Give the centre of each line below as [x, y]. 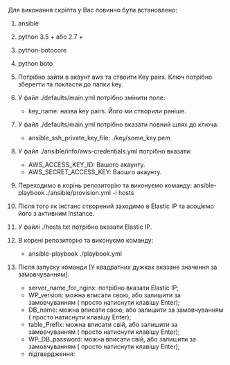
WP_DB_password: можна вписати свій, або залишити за [112, 339]
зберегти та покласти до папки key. [70, 84]
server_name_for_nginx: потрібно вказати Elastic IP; [104, 288]
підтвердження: [52, 354]
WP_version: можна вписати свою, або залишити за [104, 295]
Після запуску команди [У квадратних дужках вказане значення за [117, 267]
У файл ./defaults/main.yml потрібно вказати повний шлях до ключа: [118, 124]
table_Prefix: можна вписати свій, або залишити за [103, 325]
